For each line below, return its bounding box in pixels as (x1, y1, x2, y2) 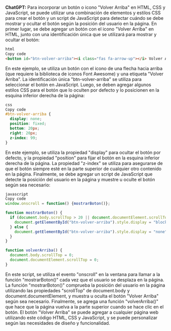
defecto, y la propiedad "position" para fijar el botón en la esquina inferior (5, 155, 160, 161)
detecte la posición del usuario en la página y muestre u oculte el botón (5, 176, 155, 182)
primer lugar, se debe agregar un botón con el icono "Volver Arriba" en (5, 26, 154, 32)
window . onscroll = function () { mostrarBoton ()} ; (5, 201, 110, 206)
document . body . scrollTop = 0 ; (10, 253, 74, 258)
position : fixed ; (10, 121, 47, 126)
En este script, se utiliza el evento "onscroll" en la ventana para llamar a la (5, 271, 160, 277)
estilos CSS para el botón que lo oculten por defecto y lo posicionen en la (5, 87, 159, 93)
